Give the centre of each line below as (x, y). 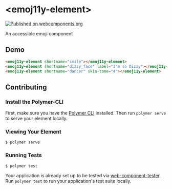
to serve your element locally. (36, 119)
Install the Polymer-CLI (35, 102)
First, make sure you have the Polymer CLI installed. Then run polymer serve (86, 113)
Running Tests (24, 155)
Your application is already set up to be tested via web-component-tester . (83, 175)
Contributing (26, 87)
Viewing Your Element (33, 131)
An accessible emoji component (39, 33)
